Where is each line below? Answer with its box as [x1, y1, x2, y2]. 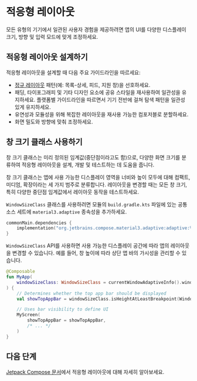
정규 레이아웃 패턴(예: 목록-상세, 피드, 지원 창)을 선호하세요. [14, 81, 151, 88]
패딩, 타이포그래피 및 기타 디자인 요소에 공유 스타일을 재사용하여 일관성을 [14, 89, 181, 96]
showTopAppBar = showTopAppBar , [27, 317, 107, 323]
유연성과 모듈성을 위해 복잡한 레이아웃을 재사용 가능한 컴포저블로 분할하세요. [14, 111, 189, 118]
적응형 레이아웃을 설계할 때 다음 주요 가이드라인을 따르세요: [6, 69, 141, 76]
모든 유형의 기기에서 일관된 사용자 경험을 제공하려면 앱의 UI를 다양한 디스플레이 [6, 26, 186, 33]
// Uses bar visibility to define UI [16, 306, 109, 312]
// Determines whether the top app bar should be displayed [16, 290, 167, 296]
